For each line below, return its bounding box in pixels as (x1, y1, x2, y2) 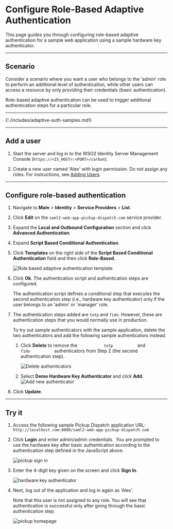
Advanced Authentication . (12, 230, 71, 236)
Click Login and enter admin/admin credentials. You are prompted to (12, 436, 160, 443)
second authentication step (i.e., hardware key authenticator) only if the (12, 296, 165, 302)
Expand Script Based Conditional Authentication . (12, 240, 120, 246)
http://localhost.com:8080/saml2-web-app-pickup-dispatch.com (12, 428, 149, 433)
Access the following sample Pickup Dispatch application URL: (12, 422, 146, 428)
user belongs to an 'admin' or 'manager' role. (12, 302, 109, 308)
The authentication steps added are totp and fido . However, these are (12, 312, 162, 318)
